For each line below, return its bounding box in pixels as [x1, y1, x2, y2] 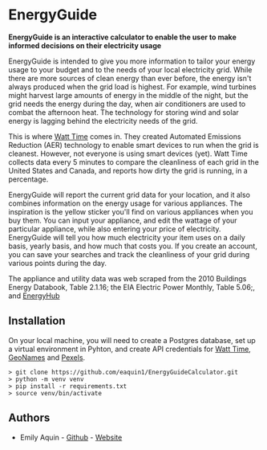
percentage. [8, 174, 49, 184]
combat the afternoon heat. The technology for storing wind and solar [8, 107, 239, 117]
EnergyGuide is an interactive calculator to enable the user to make [8, 32, 237, 42]
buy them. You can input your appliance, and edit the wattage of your [8, 215, 238, 225]
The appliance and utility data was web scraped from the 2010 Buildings [8, 273, 247, 283]
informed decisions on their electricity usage [8, 40, 162, 50]
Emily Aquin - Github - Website [19, 432, 123, 442]
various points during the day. [8, 258, 107, 268]
